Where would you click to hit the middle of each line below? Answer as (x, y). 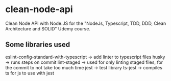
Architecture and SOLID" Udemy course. (48, 28)
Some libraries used (38, 45)
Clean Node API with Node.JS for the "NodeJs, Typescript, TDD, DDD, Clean (86, 23)
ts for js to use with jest (30, 73)
